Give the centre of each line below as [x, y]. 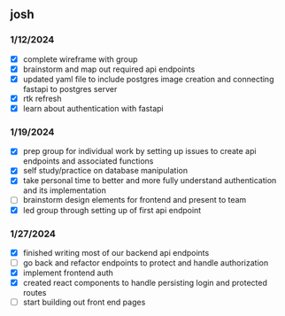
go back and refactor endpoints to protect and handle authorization [146, 262]
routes [35, 293]
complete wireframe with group [80, 59]
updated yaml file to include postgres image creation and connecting [148, 79]
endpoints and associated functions [88, 161]
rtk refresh [42, 98]
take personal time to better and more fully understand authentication [150, 181]
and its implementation [65, 190]
